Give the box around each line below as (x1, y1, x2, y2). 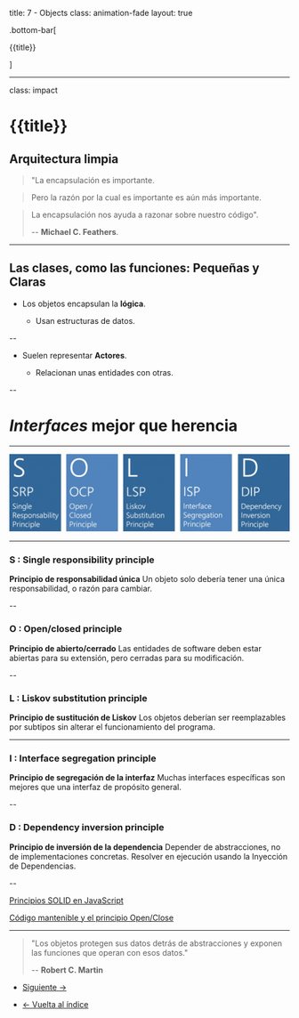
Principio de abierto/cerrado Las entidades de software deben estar (9, 642, 263, 653)
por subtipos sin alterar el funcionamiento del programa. (9, 721, 216, 732)
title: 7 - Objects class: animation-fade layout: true (9, 8, 193, 18)
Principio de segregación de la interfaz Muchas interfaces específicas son (9, 772, 286, 783)
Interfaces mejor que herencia (9, 416, 238, 435)
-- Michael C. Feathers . (30, 227, 119, 237)
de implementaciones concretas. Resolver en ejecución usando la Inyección (9, 851, 287, 861)
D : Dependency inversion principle (9, 821, 165, 834)
